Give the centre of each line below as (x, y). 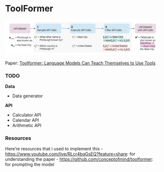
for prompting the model (30, 165)
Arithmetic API (27, 125)
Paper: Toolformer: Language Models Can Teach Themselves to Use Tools (80, 63)
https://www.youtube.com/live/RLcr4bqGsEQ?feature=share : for (70, 154)
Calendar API (26, 120)
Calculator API (27, 115)
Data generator (27, 96)
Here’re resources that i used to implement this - (54, 149)
